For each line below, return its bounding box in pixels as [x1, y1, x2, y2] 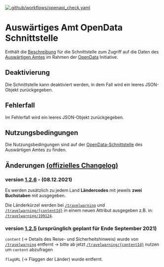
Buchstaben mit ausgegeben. [5, 193, 66, 199]
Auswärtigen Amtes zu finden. [5, 147, 67, 153]
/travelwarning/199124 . [5, 213, 53, 219]
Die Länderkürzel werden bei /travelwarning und [5, 202, 105, 208]
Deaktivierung [5, 68, 50, 77]
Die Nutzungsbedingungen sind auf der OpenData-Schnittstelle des [5, 141, 143, 148]
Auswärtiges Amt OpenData [5, 22, 123, 33]
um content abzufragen [5, 247, 53, 253]
